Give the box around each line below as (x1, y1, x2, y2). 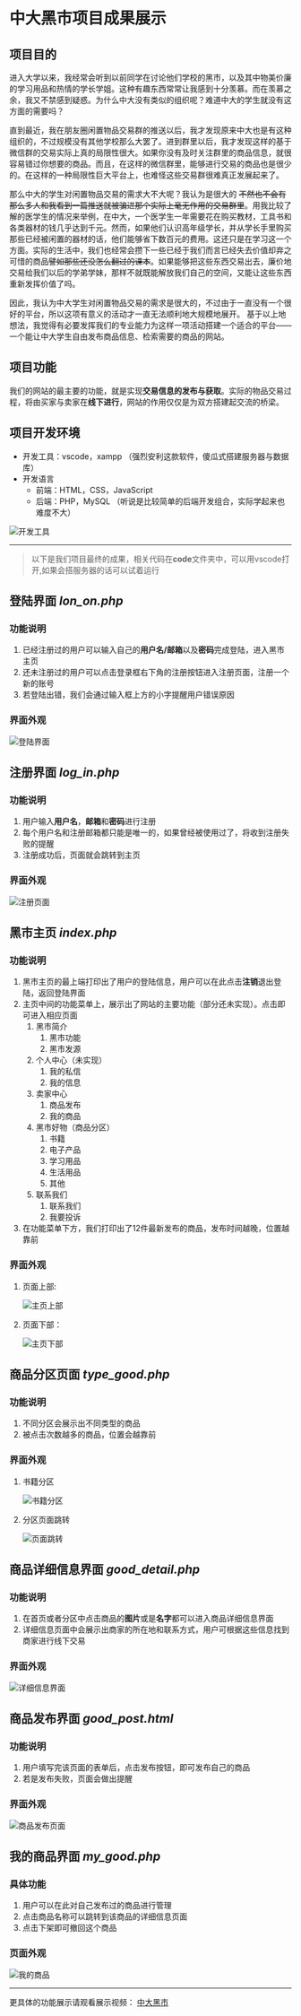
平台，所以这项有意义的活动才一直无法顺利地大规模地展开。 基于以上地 (24, 308, 287, 319)
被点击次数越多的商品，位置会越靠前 (21, 1429, 157, 1440)
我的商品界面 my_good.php (9, 1848, 161, 1864)
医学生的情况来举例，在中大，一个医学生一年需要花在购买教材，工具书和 (24, 212, 292, 222)
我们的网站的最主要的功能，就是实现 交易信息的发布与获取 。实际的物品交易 (9, 385, 284, 395)
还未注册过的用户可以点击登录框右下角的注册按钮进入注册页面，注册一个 (21, 667, 289, 678)
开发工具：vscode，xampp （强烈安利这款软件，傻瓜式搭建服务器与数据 (21, 450, 289, 462)
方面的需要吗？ (9, 106, 64, 117)
